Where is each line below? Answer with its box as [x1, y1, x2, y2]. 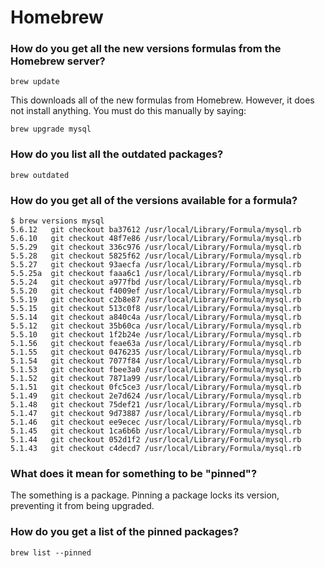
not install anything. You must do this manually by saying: [10, 105, 247, 117]
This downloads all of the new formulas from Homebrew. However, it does [10, 94, 315, 106]
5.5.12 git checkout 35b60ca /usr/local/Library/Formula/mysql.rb [10, 321, 302, 331]
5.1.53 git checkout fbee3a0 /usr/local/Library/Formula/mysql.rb [10, 365, 302, 375]
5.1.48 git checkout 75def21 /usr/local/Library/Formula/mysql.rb [10, 400, 302, 410]
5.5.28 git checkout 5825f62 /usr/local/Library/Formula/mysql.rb [10, 251, 302, 261]
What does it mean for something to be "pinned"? [10, 467, 258, 480]
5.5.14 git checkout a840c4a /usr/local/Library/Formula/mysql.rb [10, 312, 302, 323]
